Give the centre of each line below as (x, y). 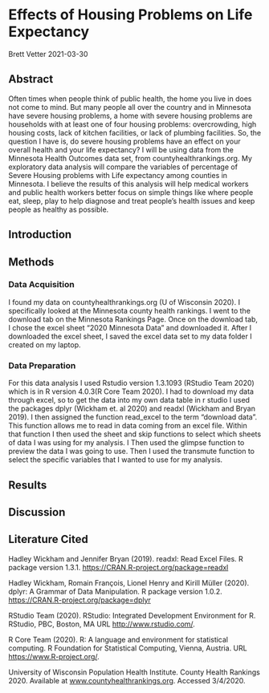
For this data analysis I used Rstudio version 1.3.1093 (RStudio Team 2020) (131, 383)
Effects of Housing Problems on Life (130, 15)
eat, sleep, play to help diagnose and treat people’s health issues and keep (132, 201)
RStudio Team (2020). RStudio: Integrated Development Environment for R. (132, 615)
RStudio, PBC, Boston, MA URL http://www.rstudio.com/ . (102, 624)
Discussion (37, 512)
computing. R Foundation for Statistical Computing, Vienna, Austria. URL (128, 648)
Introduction (40, 235)
